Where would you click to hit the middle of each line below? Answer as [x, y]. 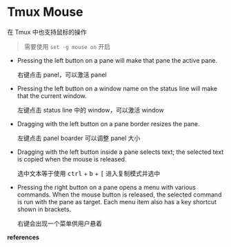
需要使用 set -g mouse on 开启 [67, 46]
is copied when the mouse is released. [72, 159]
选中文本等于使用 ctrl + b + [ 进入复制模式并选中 [89, 173]
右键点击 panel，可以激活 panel [62, 75]
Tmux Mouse [46, 12]
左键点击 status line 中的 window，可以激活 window [90, 110]
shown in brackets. [44, 209]
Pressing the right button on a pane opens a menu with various [107, 187]
